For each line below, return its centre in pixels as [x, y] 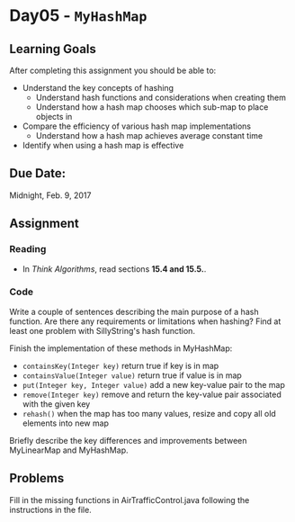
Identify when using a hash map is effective [103, 145]
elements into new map [66, 423]
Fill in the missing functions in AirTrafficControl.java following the [130, 499]
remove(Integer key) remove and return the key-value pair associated [152, 394]
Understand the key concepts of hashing [98, 88]
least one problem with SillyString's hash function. [103, 330]
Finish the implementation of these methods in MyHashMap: [121, 348]
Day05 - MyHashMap [78, 16]
